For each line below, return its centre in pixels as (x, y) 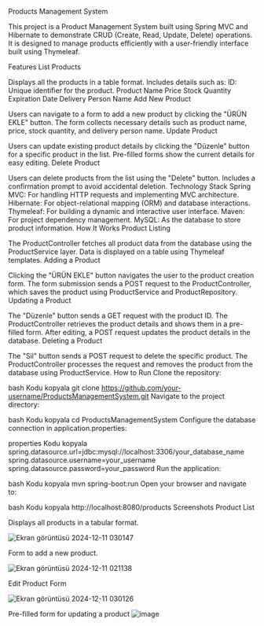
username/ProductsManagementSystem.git (79, 396)
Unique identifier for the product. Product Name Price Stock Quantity (120, 90)
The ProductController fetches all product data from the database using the (130, 243)
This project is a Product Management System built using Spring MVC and (128, 26)
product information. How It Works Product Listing (90, 228)
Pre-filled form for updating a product (69, 614)
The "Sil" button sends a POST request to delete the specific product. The (128, 356)
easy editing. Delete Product (54, 163)
